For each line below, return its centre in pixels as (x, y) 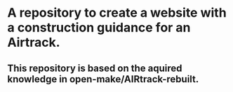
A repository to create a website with (117, 13)
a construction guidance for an (99, 28)
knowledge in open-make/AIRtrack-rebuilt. (103, 79)
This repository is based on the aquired (95, 68)
